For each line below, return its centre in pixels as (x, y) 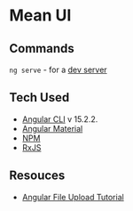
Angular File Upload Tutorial (73, 197)
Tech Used (39, 97)
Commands (42, 49)
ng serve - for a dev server (59, 69)
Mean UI (40, 16)
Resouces (37, 176)
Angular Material (52, 128)
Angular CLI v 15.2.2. (60, 119)
